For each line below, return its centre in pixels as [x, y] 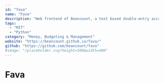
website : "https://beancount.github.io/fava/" [53, 41]
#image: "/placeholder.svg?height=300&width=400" [57, 50]
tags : [10, 23]
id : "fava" [16, 10]
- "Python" [20, 32]
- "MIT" [17, 28]
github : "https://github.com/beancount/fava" [52, 46]
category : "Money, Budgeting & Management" [50, 37]
